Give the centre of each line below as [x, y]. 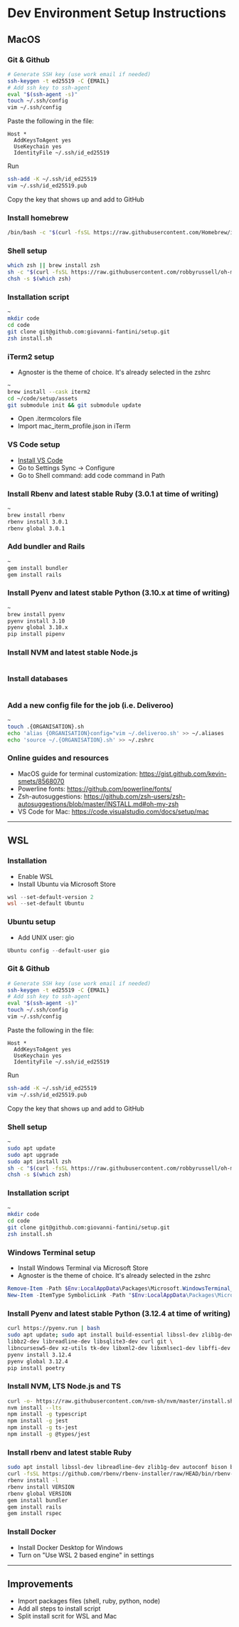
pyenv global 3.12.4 [38, 1361]
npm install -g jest [38, 1421]
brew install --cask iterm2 [49, 392]
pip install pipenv [36, 634]
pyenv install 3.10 [36, 621]
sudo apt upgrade [33, 1155]
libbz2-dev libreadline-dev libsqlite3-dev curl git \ [90, 1342]
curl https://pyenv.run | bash [54, 1329]
